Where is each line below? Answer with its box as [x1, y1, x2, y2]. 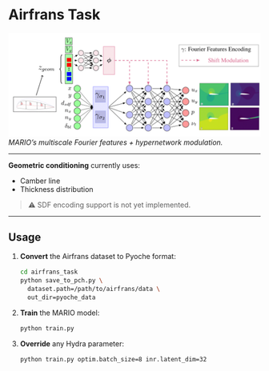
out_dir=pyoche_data [27, 293, 96, 301]
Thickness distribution [19, 184, 94, 193]
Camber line [19, 176, 61, 185]
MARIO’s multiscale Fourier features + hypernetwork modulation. [8, 138, 223, 147]
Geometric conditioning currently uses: [8, 160, 140, 170]
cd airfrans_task [19, 268, 78, 277]
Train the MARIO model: [19, 308, 100, 317]
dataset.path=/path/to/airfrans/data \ [27, 285, 161, 293]
